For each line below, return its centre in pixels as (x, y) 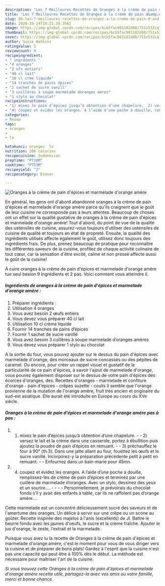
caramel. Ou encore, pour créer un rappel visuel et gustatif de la (70, 365)
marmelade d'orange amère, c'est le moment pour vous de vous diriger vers (82, 544)
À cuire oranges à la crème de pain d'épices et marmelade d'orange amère (81, 269)
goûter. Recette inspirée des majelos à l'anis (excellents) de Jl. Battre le (77, 518)
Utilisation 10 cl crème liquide (42, 324)
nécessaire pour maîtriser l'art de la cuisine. (50, 559)
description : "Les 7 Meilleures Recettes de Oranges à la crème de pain (81, 10)
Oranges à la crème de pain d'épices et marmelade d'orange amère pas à (82, 413)
